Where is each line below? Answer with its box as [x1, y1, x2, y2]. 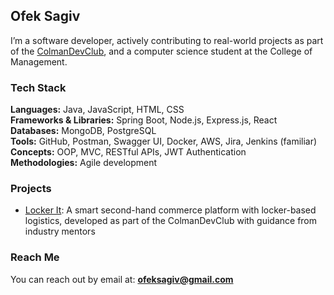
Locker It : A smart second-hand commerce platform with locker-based [24, 204, 317, 216]
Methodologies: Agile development [10, 157, 158, 169]
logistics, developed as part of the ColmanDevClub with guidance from [24, 215, 318, 227]
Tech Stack [10, 80, 67, 94]
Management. [10, 55, 68, 68]
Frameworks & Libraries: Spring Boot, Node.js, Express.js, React [10, 114, 278, 126]
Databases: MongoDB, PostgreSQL [10, 125, 157, 137]
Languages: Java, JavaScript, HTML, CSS [10, 104, 185, 116]
